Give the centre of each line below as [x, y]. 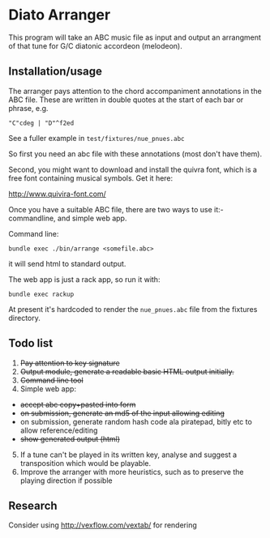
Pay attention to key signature [70, 363]
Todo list [31, 343]
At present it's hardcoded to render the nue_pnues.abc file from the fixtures [133, 309]
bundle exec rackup [41, 294]
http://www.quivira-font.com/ [58, 194]
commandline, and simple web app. [68, 218]
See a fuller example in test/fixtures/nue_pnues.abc [96, 138]
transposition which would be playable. [86, 463]
